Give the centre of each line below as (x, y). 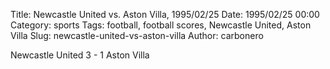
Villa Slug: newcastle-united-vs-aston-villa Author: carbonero (137, 35)
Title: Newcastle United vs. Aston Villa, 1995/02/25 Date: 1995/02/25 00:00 (165, 14)
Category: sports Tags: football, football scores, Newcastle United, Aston (161, 25)
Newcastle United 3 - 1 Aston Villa (80, 55)
